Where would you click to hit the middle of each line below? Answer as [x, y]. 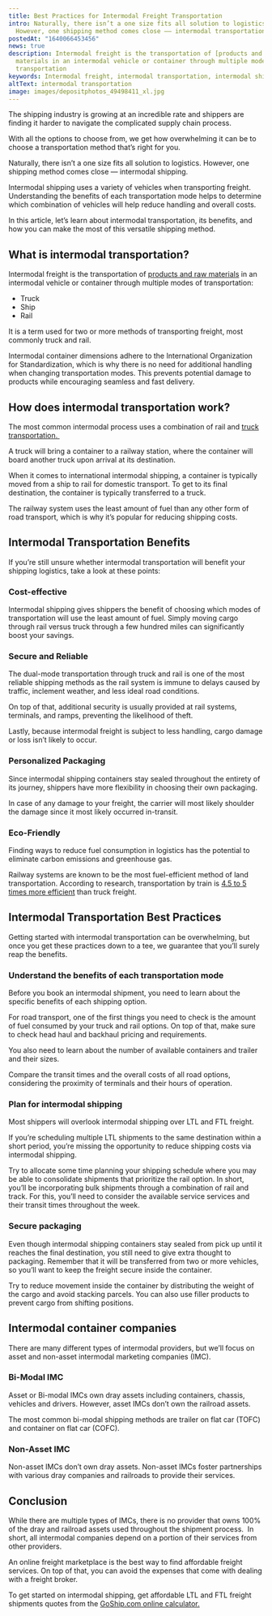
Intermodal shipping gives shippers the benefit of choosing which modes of [134, 610]
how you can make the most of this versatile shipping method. [112, 229]
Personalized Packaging [57, 761]
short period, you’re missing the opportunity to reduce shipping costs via [130, 1146]
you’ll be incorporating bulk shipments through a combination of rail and [129, 1188]
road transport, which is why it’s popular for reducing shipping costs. [123, 517]
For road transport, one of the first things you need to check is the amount [132, 1017]
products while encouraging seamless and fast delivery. [102, 381]
